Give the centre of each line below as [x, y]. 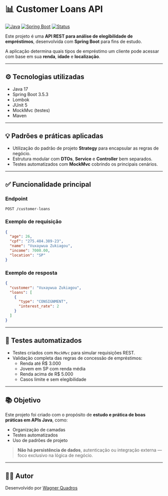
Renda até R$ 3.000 [40, 363]
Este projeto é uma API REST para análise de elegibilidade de [69, 36]
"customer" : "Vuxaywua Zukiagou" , [45, 288]
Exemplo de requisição [33, 222]
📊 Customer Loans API [54, 9]
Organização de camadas [39, 430]
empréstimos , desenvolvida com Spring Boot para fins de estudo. [74, 41]
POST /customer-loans [28, 209]
